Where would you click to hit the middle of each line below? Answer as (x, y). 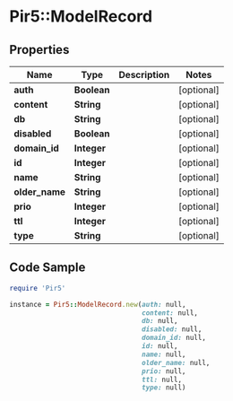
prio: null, (164, 371)
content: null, (170, 313)
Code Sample (47, 268)
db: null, (160, 321)
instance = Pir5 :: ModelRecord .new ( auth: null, (98, 304)
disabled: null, (172, 329)
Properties (39, 50)
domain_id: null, (174, 338)
